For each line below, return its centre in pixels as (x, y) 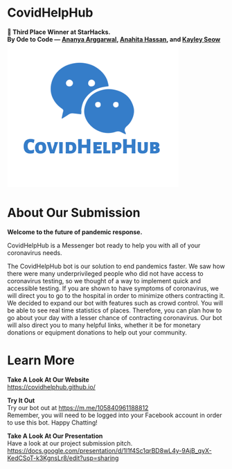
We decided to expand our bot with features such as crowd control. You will (115, 303)
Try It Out (21, 400)
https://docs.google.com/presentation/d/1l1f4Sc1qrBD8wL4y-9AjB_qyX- (110, 450)
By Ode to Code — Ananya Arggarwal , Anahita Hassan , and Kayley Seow (114, 39)
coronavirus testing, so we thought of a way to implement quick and (104, 281)
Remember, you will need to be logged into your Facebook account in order (115, 415)
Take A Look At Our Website (48, 380)
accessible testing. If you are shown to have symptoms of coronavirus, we (113, 288)
